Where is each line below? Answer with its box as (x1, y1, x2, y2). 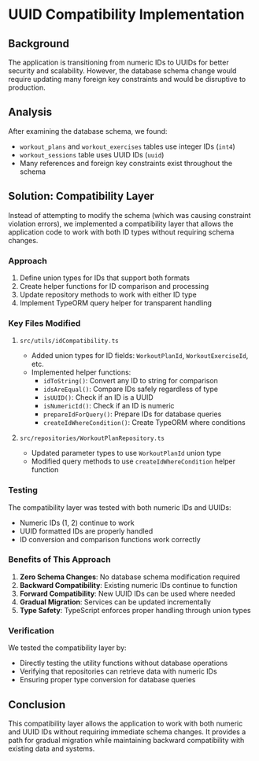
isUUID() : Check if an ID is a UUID (43, 393, 154, 402)
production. (8, 83, 46, 92)
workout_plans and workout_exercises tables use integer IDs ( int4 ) (19, 142, 236, 151)
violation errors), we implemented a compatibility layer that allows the (8, 219, 234, 228)
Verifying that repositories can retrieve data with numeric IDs (19, 667, 218, 676)
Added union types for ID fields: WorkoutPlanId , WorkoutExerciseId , (31, 351, 249, 360)
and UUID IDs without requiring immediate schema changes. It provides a (8, 726, 246, 737)
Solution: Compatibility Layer (8, 190, 155, 203)
